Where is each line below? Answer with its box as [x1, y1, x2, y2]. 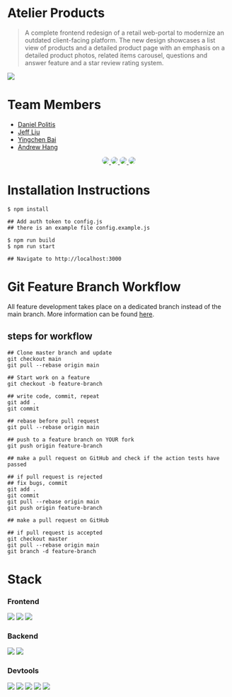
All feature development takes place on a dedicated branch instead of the [7, 302, 221, 311]
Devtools [7, 666, 39, 676]
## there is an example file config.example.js [7, 224, 151, 231]
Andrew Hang [17, 143, 58, 151]
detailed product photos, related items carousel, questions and [24, 51, 208, 60]
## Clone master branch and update [7, 349, 112, 356]
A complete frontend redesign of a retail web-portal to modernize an [24, 28, 224, 37]
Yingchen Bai [17, 135, 57, 143]
